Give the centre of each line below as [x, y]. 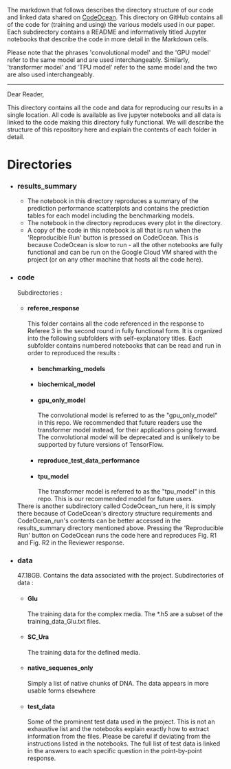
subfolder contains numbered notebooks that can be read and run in [124, 345]
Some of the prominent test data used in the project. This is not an [121, 721]
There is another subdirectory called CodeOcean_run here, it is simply [117, 506]
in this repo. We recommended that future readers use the [120, 423]
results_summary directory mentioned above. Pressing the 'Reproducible [120, 528]
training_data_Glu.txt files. [64, 621]
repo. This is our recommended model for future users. [115, 499]
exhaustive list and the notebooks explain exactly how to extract [118, 729]
